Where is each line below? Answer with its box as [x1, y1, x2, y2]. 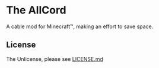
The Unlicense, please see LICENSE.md [6, 55, 104, 62]
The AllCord [6, 4, 66, 17]
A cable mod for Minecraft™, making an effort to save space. [6, 23, 154, 30]
